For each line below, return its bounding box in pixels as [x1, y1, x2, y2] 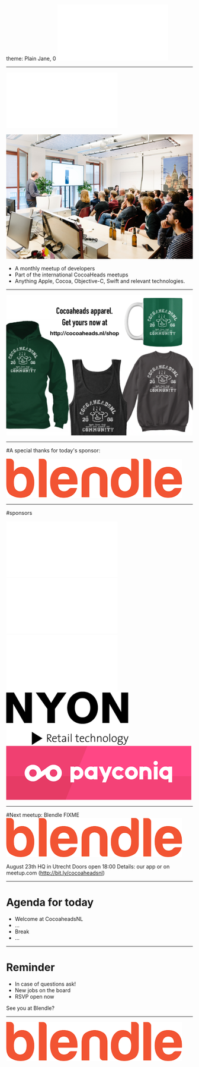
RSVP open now [14, 993, 54, 1000]
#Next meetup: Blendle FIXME [6, 811, 80, 819]
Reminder [6, 961, 55, 974]
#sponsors [6, 509, 33, 517]
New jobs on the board [14, 987, 71, 994]
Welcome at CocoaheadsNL [14, 915, 84, 923]
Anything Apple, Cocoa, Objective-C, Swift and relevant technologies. [14, 278, 185, 285]
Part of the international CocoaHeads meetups [14, 271, 129, 278]
